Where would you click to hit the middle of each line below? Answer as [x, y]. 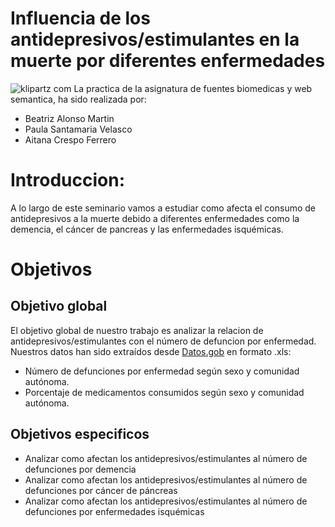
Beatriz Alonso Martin [69, 118]
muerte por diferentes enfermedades [168, 61]
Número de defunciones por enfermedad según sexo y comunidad [162, 371]
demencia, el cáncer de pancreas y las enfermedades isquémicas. [147, 229]
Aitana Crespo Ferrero [70, 139]
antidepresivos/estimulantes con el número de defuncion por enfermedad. [163, 341]
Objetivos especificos [80, 434]
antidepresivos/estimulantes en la [155, 39]
